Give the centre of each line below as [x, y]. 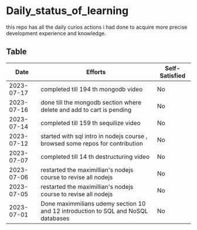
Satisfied [173, 76]
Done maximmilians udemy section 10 [93, 204]
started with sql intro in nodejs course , [94, 136]
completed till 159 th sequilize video [91, 123]
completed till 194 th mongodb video [91, 89]
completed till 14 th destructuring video [95, 157]
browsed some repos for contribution [92, 143]
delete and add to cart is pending [86, 110]
